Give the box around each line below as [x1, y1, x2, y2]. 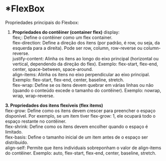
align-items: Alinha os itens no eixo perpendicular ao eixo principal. [12, 71, 150, 77]
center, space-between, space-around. [12, 66, 93, 72]
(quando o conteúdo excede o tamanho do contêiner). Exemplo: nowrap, [12, 87, 162, 93]
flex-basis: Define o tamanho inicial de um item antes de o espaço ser [5, 134, 148, 140]
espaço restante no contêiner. [5, 118, 67, 124]
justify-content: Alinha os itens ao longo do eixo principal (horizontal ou [12, 55, 159, 61]
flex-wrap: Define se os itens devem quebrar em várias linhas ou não [12, 82, 154, 88]
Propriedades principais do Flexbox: [5, 19, 80, 25]
